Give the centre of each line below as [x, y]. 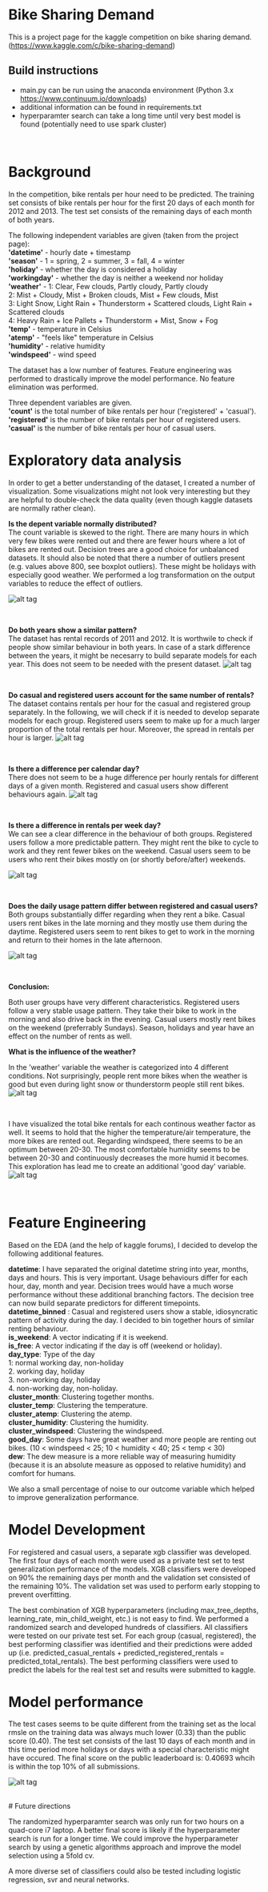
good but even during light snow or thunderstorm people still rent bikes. [127, 1084]
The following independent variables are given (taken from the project [124, 235]
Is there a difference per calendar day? [74, 768]
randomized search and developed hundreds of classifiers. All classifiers [128, 1627]
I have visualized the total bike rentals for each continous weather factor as [132, 1124]
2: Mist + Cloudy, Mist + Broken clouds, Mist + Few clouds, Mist [113, 295]
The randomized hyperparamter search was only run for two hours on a [126, 1821]
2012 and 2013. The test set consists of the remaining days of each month [130, 211]
